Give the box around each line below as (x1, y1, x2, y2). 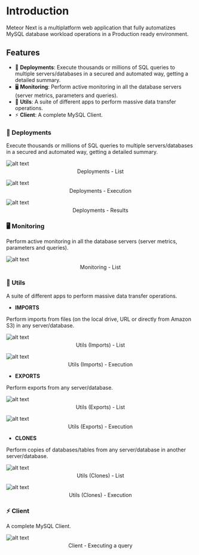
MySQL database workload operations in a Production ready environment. (6, 30, 189, 37)
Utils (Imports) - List (75, 341, 125, 348)
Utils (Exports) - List (75, 403, 125, 411)
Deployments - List (76, 168, 124, 175)
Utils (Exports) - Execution (68, 423, 133, 430)
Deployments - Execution (69, 187, 131, 195)
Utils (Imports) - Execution (68, 360, 133, 368)
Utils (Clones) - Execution (68, 491, 133, 498)
